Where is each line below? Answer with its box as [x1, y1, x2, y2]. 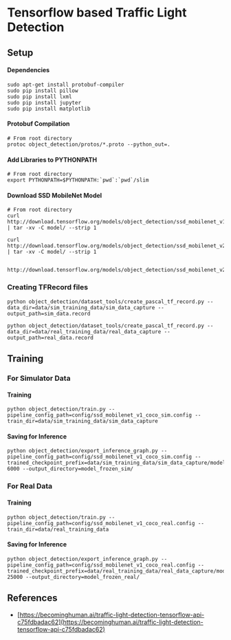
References [7, 593, 58, 604]
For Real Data [7, 481, 53, 491]
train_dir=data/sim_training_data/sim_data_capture [7, 418, 158, 425]
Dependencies [7, 66, 50, 74]
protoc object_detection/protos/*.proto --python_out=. [7, 141, 170, 148]
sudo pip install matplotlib [7, 105, 91, 112]
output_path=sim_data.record [7, 310, 91, 317]
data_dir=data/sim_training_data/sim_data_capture [7, 304, 155, 311]
